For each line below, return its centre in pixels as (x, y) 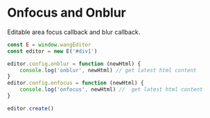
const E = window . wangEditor (49, 44)
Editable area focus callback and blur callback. (74, 32)
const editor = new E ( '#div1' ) (52, 51)
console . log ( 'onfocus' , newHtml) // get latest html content (111, 90)
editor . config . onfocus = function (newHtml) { (76, 83)
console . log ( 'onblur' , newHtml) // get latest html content (108, 70)
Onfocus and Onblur (67, 13)
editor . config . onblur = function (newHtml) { (74, 64)
